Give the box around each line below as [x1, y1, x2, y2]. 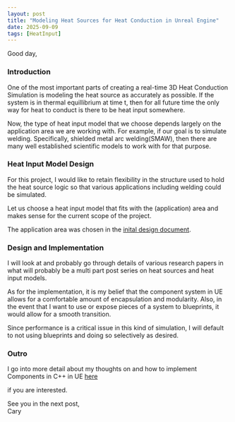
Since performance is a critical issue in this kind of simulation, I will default [7, 324, 224, 332]
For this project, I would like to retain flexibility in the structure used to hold [7, 175, 224, 183]
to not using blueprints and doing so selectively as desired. [7, 331, 179, 339]
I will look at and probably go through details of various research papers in [7, 259, 224, 267]
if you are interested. [7, 386, 68, 394]
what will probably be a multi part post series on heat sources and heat [7, 266, 214, 275]
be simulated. [7, 190, 47, 198]
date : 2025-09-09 [7, 23, 59, 30]
